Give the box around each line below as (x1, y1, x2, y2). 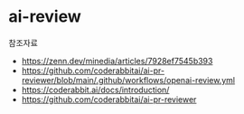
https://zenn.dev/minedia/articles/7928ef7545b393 (21, 55, 213, 66)
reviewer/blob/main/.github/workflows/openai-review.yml (21, 74, 236, 85)
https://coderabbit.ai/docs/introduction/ (21, 84, 170, 95)
